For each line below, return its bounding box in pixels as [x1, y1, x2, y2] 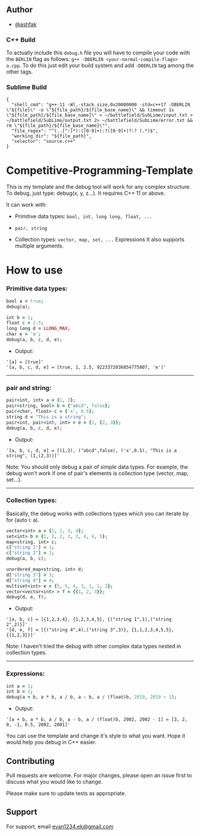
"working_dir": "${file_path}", [11, 133, 92, 139]
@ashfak [14, 20, 37, 27]
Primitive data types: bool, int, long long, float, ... [14, 213, 152, 220]
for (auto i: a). [6, 516, 40, 523]
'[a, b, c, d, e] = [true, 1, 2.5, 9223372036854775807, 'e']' [6, 364, 167, 370]
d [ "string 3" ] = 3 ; [6, 572, 55, 578]
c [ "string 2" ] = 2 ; [6, 550, 55, 556]
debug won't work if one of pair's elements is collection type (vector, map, [6, 469, 189, 477]
